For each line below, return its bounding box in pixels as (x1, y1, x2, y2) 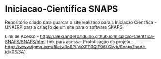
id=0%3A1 (5, 49, 26, 55)
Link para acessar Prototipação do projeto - (46, 38, 134, 44)
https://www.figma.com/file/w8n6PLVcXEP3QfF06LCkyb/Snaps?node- (5, 44, 147, 49)
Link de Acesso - (5, 34, 39, 39)
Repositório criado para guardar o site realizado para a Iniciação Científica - (5, 19, 157, 25)
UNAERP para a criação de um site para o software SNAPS (5, 24, 123, 30)
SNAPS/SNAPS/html (5, 38, 46, 44)
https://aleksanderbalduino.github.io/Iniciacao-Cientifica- (40, 34, 155, 39)
